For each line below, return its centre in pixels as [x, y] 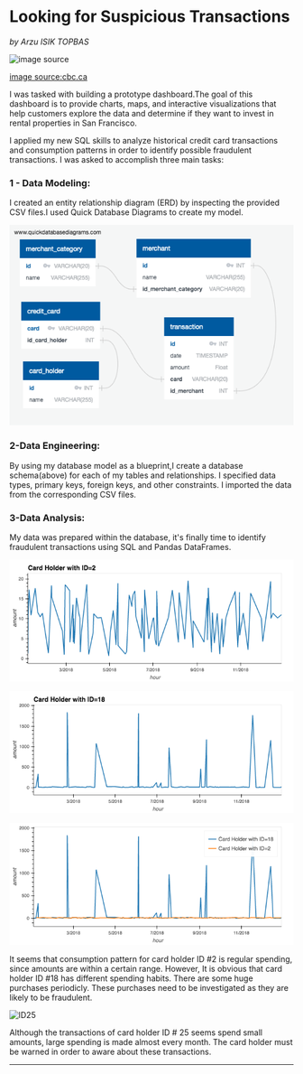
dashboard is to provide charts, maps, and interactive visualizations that [143, 103]
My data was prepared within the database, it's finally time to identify [138, 537]
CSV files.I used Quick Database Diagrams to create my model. [126, 212]
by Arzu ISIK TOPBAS [49, 42]
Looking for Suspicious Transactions [150, 17]
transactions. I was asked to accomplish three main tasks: [117, 159]
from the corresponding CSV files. [73, 494]
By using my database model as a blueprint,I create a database [126, 465]
